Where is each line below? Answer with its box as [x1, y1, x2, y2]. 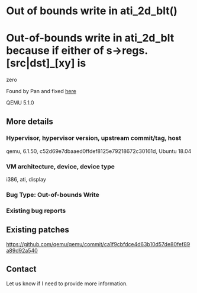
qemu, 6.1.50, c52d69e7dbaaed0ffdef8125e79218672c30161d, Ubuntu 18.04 [6, 147, 192, 155]
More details [6, 116, 53, 126]
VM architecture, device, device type [6, 162, 115, 170]
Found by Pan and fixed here [6, 88, 77, 95]
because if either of [6, 44, 105, 58]
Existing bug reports [6, 206, 66, 215]
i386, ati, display [6, 176, 46, 183]
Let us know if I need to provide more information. [6, 280, 128, 287]
